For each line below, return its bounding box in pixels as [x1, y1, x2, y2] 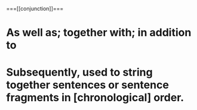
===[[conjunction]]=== [6, 5, 64, 12]
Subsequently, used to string [6, 65, 153, 79]
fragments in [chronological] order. [6, 91, 184, 105]
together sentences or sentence [6, 78, 169, 92]
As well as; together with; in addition [6, 26, 192, 39]
